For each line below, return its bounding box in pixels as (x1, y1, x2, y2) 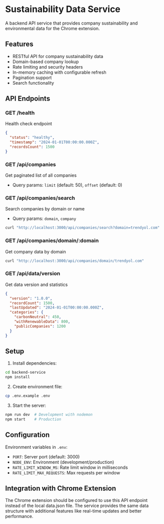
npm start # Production (5, 417, 61, 422)
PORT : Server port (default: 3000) (12, 453, 80, 459)
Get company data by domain (5, 248, 66, 254)
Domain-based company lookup (12, 59, 79, 65)
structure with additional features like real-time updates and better (5, 508, 142, 514)
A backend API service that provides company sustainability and (5, 20, 138, 26)
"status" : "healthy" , (9, 135, 55, 140)
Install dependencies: (12, 360, 57, 366)
